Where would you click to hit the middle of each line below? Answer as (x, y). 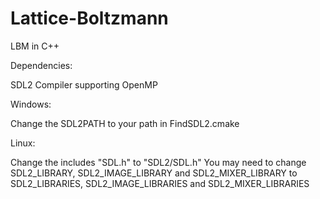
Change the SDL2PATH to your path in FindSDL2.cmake (125, 123)
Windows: (31, 104)
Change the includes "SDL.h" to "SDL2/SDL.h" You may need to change (158, 162)
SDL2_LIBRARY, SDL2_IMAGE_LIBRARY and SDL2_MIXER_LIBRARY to (154, 173)
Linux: (23, 143)
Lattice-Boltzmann (89, 18)
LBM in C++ (35, 46)
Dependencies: (41, 65)
